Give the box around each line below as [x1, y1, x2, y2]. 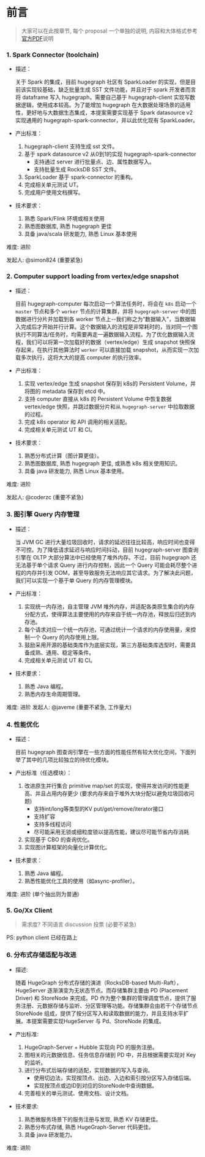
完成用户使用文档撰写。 [24, 189, 84, 197]
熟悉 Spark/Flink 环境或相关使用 [24, 215, 105, 222]
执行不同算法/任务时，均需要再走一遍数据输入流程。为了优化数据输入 [15, 330, 189, 338]
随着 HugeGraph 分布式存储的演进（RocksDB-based [15, 979, 148, 986]
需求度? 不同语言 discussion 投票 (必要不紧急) [21, 921, 136, 928]
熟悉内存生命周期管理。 [24, 690, 84, 698]
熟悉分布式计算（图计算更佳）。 [24, 452, 103, 459]
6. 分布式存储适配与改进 [6, 951, 76, 959]
